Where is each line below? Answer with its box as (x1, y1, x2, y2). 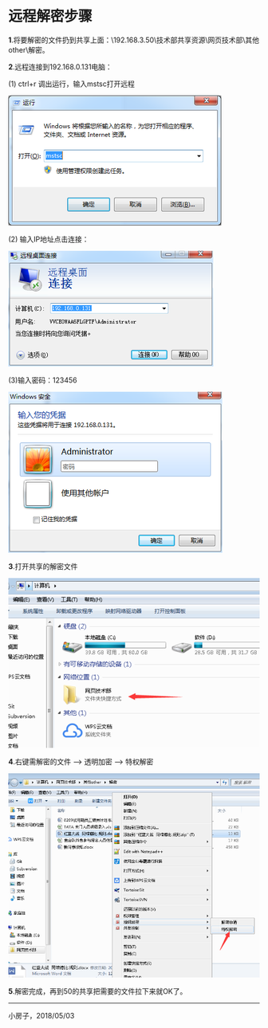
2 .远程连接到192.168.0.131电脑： (8, 61, 113, 72)
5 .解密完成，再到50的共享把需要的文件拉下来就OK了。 (8, 987, 187, 996)
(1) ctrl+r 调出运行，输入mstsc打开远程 (8, 79, 136, 88)
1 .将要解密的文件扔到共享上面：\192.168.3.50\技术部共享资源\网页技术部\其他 (8, 35, 260, 45)
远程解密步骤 (8, 7, 93, 26)
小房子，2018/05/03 (8, 1011, 75, 1021)
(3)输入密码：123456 (8, 375, 77, 385)
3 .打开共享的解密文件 (8, 561, 78, 571)
